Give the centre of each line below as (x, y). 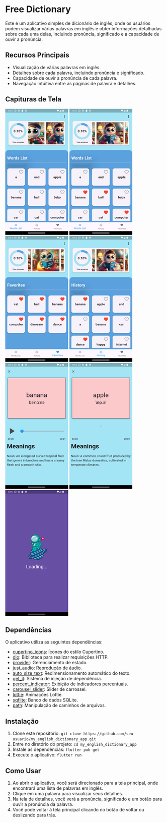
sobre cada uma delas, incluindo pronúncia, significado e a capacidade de (82, 34)
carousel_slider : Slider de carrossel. (50, 689)
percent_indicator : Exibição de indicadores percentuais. (70, 684)
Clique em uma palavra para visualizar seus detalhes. (68, 793)
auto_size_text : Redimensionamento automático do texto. (71, 673)
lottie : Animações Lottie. (37, 695)
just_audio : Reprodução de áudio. (47, 668)
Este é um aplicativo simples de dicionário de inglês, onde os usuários (78, 23)
